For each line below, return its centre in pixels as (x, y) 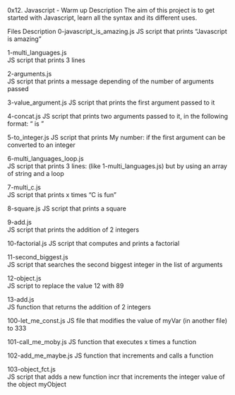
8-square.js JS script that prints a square (67, 208)
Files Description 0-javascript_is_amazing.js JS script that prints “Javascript (117, 31)
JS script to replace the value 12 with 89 (66, 286)
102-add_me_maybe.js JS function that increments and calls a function (110, 355)
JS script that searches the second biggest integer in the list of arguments (115, 265)
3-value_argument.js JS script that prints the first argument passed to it (111, 102)
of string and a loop (36, 173)
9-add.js (19, 222)
